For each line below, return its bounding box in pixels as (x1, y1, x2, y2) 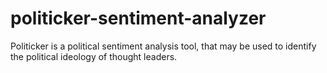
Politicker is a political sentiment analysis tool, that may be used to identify (10, 40, 317, 52)
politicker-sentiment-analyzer (10, 7, 267, 30)
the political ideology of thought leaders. (10, 50, 178, 62)
